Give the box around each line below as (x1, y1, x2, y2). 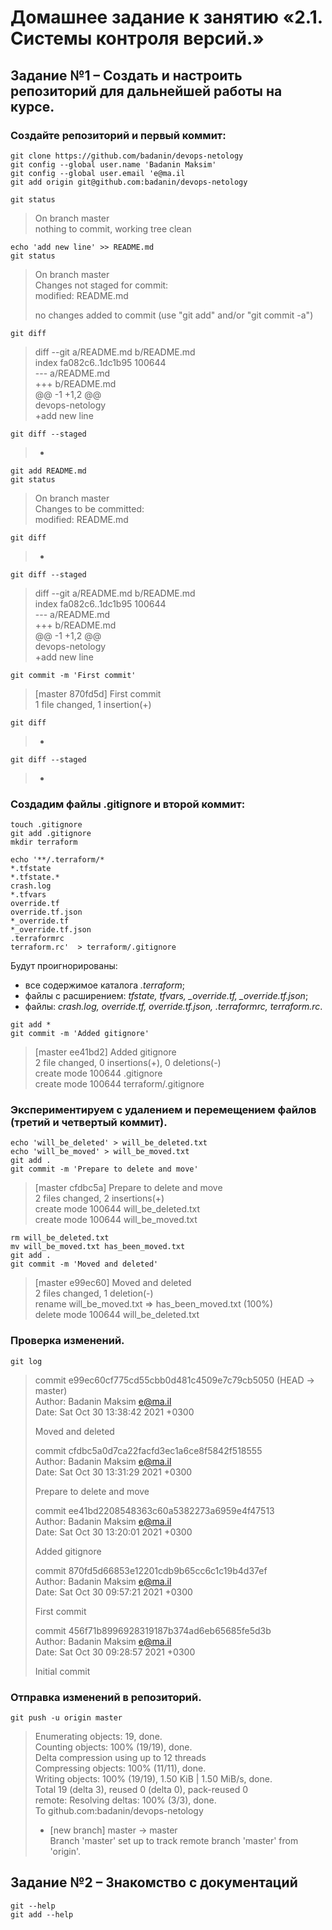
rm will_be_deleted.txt (10, 1233, 110, 1243)
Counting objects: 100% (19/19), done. (34, 1741, 193, 1753)
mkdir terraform (10, 837, 78, 848)
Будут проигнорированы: (10, 960, 118, 972)
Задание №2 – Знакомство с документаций (10, 1874, 298, 1891)
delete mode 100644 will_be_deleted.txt (34, 1309, 200, 1321)
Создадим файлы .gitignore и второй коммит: (10, 797, 246, 811)
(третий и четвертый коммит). (10, 1116, 168, 1130)
